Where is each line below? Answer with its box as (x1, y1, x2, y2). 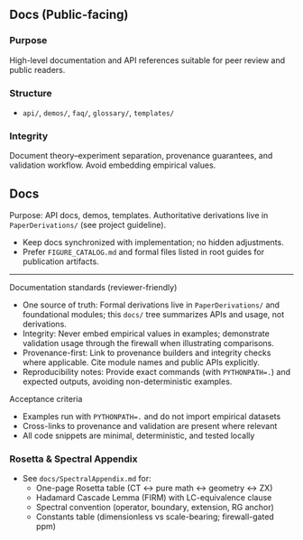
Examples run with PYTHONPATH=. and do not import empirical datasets (22, 411, 281, 422)
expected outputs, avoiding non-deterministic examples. (22, 376, 233, 387)
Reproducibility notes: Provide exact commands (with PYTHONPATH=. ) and (22, 367, 291, 378)
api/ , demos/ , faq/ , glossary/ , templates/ (22, 107, 174, 118)
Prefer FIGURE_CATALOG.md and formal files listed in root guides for (22, 247, 264, 258)
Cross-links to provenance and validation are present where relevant (22, 421, 278, 432)
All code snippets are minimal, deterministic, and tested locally (22, 430, 255, 441)
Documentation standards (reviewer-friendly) (9, 282, 178, 293)
